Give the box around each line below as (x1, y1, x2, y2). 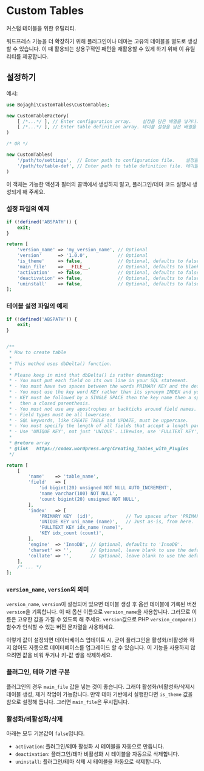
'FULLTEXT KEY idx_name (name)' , (38, 525, 123, 531)
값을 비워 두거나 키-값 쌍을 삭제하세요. (22, 651, 112, 658)
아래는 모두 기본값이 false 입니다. (6, 730, 85, 737)
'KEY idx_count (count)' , (38, 530, 104, 536)
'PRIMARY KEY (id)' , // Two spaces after (38, 513, 178, 519)
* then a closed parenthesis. (8, 400, 91, 406)
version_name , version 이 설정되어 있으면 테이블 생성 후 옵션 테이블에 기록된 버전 (6, 600, 197, 607)
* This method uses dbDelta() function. (8, 360, 113, 367)
